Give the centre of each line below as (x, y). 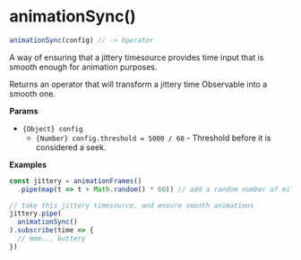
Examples (28, 164)
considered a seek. (71, 147)
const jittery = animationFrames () (76, 180)
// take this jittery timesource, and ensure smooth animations (132, 205)
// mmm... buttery (52, 239)
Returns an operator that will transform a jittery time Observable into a (138, 84)
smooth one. (33, 93)
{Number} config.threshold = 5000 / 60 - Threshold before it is (153, 138)
